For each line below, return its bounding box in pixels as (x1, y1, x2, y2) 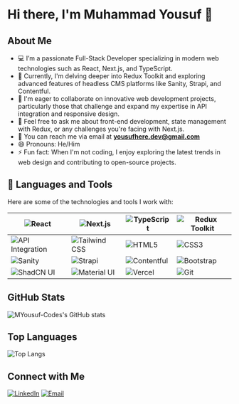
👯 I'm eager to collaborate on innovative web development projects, (17, 95, 216, 102)
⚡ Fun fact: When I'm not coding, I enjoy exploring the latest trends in (17, 148, 221, 156)
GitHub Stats (7, 292, 65, 304)
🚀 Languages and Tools (7, 179, 113, 191)
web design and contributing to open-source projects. (17, 158, 176, 166)
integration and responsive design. (17, 110, 119, 118)
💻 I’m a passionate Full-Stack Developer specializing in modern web (17, 54, 219, 63)
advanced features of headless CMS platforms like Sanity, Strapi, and (17, 80, 222, 87)
